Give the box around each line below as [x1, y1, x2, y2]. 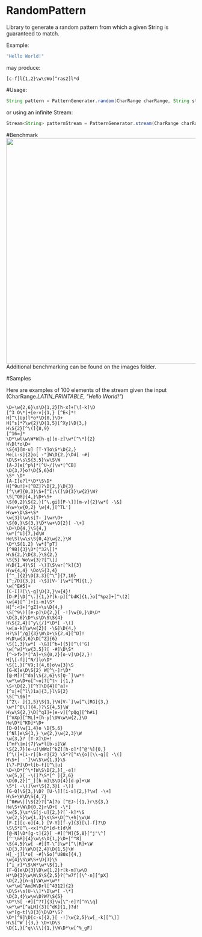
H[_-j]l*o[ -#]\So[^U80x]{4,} [6, 851, 82, 857]
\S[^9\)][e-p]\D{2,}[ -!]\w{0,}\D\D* [6, 609, 101, 615]
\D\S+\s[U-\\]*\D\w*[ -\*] [6, 888, 74, 894]
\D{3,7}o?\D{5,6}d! [6, 467, 55, 474]
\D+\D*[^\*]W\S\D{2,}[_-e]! [6, 767, 77, 773]
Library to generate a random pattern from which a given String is [6, 23, 169, 31]
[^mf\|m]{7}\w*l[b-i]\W [6, 740, 66, 747]
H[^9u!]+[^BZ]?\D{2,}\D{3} [6, 483, 74, 489]
